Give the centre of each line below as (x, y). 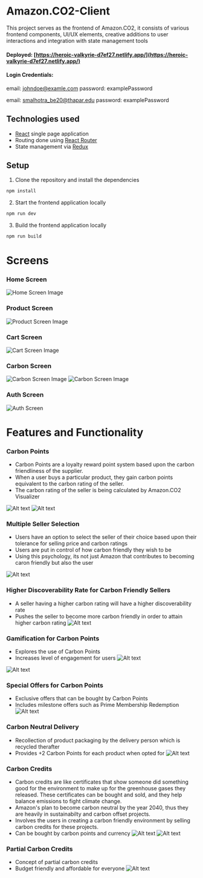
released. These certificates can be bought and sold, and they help (98, 795)
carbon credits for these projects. (56, 827)
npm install (21, 191)
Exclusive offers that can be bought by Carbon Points (81, 698)
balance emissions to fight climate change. (68, 801)
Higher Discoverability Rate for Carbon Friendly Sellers (89, 590)
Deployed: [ (21, 54)
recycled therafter (37, 746)
